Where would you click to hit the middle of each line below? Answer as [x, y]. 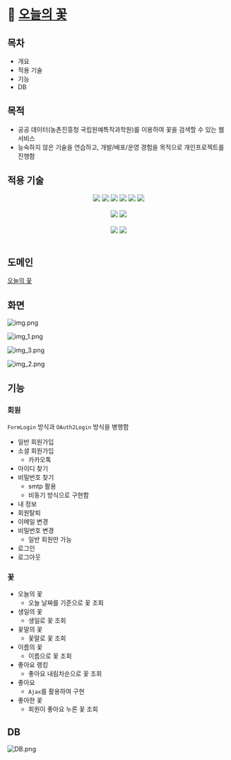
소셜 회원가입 [36, 450]
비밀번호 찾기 [36, 477]
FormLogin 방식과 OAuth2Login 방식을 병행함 [68, 427]
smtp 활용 [42, 486]
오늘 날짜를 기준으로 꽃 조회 [66, 603]
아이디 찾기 [33, 468]
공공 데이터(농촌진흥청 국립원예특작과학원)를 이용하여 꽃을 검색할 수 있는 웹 [121, 129]
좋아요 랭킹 [33, 665]
